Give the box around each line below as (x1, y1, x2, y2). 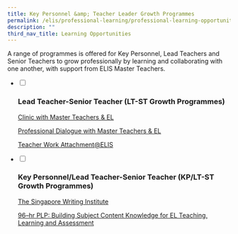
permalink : (7, 17, 40, 24)
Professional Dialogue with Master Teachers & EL (17, 127, 161, 135)
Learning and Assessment (17, 218, 94, 227)
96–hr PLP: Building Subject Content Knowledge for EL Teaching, (17, 211, 208, 219)
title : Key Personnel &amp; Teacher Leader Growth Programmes (7, 10, 195, 18)
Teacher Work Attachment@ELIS (17, 140, 113, 148)
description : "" (7, 23, 55, 30)
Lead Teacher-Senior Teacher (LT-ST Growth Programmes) (17, 97, 225, 107)
